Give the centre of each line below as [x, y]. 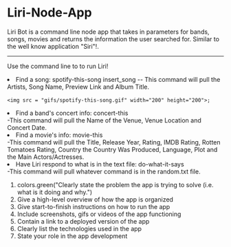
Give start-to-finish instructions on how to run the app [93, 206]
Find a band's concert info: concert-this [72, 113]
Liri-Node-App [49, 13]
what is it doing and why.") [55, 192]
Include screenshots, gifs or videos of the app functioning [99, 214]
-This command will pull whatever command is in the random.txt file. [104, 171]
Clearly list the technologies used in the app [79, 228]
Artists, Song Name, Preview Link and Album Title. [78, 87]
